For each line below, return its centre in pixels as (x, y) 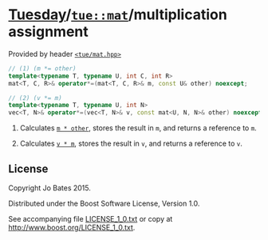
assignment (49, 32)
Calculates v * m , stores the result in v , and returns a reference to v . (131, 144)
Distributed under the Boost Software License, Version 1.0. (104, 203)
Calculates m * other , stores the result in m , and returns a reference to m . (138, 128)
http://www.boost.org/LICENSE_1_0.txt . (72, 227)
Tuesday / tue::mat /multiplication (118, 15)
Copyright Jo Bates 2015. (50, 188)
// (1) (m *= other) (43, 68)
